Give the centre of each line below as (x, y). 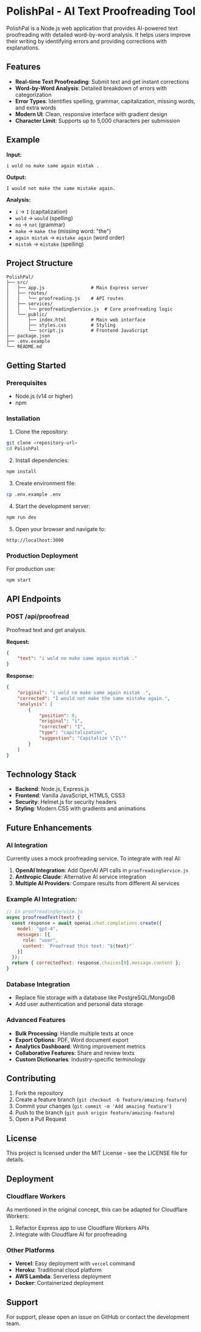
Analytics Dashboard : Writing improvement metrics (80, 1046)
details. (16, 1160)
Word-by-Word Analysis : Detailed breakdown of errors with (91, 88)
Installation (23, 418)
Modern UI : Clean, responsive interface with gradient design (91, 114)
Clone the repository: (42, 432)
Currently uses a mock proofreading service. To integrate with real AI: (94, 859)
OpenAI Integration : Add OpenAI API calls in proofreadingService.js (102, 870)
